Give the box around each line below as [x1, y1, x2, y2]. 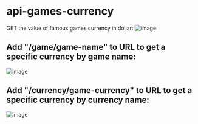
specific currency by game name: [6, 52, 136, 62]
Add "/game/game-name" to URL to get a [6, 42, 166, 52]
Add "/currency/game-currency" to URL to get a [6, 85, 193, 95]
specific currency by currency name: [6, 95, 150, 105]
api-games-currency [6, 4, 114, 18]
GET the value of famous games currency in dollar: [6, 24, 134, 32]
